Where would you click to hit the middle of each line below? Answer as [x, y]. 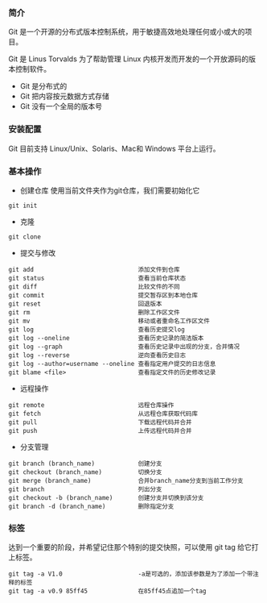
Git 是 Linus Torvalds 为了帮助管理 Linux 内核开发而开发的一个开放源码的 [129, 59]
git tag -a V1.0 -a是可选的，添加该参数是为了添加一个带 [131, 574]
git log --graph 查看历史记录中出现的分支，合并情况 [124, 347]
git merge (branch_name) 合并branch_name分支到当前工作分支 [126, 480]
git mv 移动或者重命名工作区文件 [109, 321]
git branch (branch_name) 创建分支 [85, 464]
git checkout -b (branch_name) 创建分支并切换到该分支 [106, 497]
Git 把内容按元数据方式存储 [65, 96]
